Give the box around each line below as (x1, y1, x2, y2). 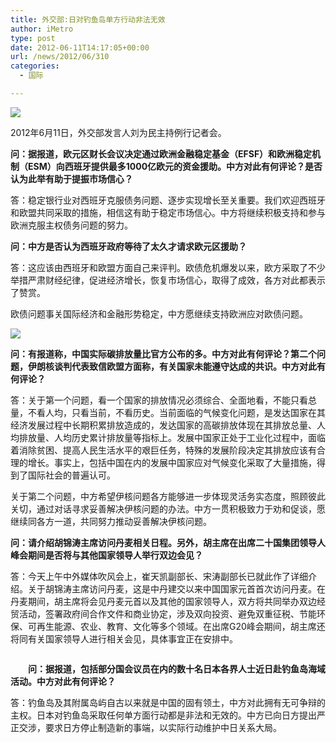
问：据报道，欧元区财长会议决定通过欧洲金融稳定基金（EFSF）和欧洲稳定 (10, 147, 313, 160)
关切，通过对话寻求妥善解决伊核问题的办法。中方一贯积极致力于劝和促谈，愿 (10, 502, 326, 515)
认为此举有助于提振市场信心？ (10, 172, 133, 185)
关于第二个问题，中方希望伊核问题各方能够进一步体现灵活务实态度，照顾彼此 (10, 490, 326, 502)
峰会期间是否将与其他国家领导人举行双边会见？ (10, 549, 203, 561)
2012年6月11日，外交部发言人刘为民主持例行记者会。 (10, 126, 227, 138)
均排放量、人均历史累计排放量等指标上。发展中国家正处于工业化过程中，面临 (10, 431, 326, 443)
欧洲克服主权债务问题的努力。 (10, 219, 133, 231)
